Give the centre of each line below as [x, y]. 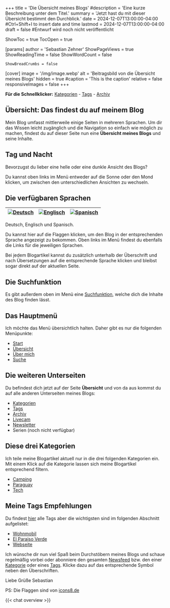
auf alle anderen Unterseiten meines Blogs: [50, 393]
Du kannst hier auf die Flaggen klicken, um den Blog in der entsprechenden [84, 235]
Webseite [23, 544]
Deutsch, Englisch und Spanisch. [40, 225]
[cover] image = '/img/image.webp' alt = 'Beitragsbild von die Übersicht [80, 73]
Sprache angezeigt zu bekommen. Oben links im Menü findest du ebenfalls [84, 240]
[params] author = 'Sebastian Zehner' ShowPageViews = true [70, 49]
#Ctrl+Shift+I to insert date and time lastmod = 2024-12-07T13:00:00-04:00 [85, 24]
